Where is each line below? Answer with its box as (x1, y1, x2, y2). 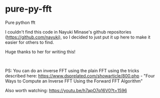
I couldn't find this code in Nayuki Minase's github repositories (5, 29, 132, 35)
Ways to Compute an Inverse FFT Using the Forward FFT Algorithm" (5, 78, 143, 84)
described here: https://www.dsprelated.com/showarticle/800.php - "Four (5, 73, 155, 78)
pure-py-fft (5, 3, 52, 15)
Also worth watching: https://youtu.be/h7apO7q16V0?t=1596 (5, 87, 127, 93)
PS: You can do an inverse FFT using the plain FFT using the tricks (5, 67, 139, 74)
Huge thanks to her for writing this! (5, 49, 76, 55)
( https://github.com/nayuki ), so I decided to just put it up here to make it (5, 34, 151, 40)
